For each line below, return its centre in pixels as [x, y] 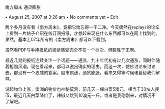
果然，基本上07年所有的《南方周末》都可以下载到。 [57, 39]
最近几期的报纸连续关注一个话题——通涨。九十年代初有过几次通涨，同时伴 [80, 60]
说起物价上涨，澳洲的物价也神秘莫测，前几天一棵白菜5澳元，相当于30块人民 [82, 89]
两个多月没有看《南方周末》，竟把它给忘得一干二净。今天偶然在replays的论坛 [82, 27]
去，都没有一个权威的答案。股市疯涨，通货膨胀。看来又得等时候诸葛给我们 [80, 72]
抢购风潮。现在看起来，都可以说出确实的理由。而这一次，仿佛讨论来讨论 [82, 66]
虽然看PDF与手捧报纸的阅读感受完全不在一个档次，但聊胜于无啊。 [72, 50]
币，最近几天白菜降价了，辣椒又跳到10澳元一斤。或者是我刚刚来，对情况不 [81, 95]
